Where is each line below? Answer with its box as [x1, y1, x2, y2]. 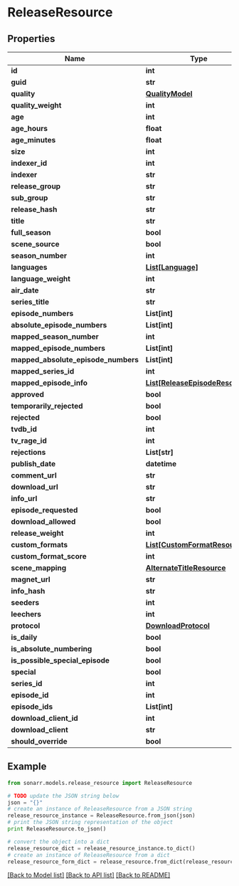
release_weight [11, 528, 64, 538]
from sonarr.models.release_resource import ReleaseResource [7, 779, 193, 786]
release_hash [11, 204, 58, 214]
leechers [11, 609, 41, 619]
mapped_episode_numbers [11, 343, 105, 353]
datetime [145, 459, 176, 468]
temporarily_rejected [11, 401, 83, 411]
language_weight [11, 274, 71, 283]
